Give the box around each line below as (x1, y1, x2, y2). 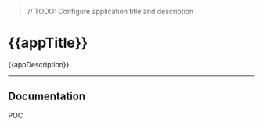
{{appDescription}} (8, 59, 70, 69)
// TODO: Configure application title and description (27, 7, 194, 16)
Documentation (8, 90, 86, 103)
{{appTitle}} (8, 34, 88, 52)
